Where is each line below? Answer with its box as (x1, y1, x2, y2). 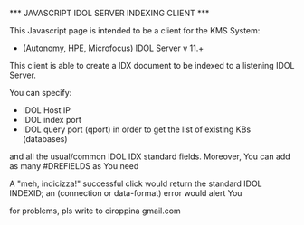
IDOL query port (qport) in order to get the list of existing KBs (22, 124, 252, 135)
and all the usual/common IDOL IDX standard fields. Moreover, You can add (9, 151, 291, 162)
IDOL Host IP (22, 105, 71, 116)
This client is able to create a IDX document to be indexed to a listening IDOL (9, 61, 295, 70)
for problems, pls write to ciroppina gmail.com (9, 205, 181, 216)
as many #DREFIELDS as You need (9, 161, 139, 171)
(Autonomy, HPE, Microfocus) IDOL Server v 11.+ (22, 42, 204, 53)
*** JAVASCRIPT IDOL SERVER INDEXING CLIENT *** (9, 8, 210, 18)
